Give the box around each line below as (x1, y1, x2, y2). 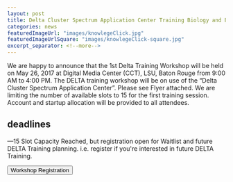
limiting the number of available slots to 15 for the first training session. (7, 91, 209, 99)
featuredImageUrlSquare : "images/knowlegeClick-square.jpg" (7, 36, 185, 43)
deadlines (7, 119, 51, 131)
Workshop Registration (10, 166, 69, 174)
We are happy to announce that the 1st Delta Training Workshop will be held (7, 62, 224, 69)
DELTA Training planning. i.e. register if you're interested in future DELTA (7, 144, 214, 153)
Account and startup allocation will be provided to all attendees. (7, 99, 189, 106)
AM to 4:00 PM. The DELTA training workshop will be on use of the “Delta (7, 76, 217, 84)
